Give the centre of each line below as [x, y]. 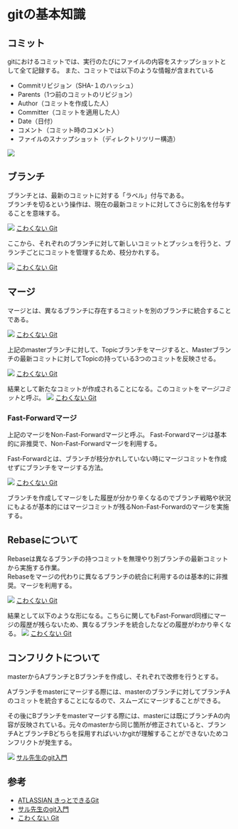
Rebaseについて [43, 540]
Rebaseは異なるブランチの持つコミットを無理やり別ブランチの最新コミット [118, 559]
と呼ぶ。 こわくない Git [59, 397]
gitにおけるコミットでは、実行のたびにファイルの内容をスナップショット [114, 62]
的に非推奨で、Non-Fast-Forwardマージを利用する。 [84, 443]
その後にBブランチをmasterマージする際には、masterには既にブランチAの [116, 715]
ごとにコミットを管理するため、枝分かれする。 [94, 252]
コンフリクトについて [54, 658]
